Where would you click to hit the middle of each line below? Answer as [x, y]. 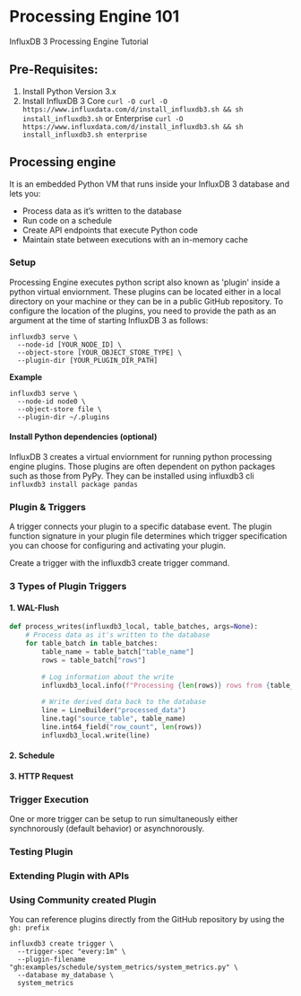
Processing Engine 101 [95, 17]
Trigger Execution [49, 799]
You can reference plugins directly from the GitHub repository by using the [147, 920]
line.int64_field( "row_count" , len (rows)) [122, 727]
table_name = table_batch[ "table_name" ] [118, 652]
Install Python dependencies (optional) [83, 436]
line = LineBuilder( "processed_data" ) [114, 710]
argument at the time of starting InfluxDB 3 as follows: [109, 320]
